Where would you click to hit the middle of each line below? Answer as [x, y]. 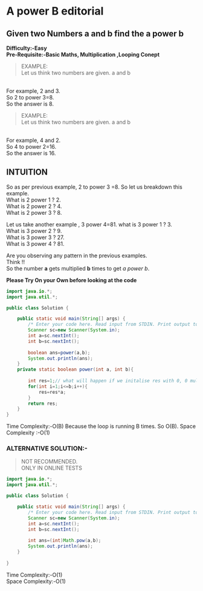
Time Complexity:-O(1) [34, 575]
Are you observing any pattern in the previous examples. [77, 255]
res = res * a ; [52, 392]
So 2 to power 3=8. [30, 97]
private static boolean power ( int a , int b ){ [76, 370]
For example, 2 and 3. [33, 91]
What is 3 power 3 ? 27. [35, 237]
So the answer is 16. [31, 153]
